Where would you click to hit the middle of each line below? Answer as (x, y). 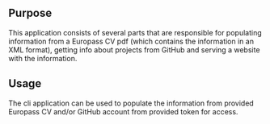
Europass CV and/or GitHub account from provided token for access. (123, 111)
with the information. (43, 58)
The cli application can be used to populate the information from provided (131, 103)
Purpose (30, 13)
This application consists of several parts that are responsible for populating (135, 32)
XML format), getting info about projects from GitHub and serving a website (134, 50)
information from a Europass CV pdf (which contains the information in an (131, 41)
